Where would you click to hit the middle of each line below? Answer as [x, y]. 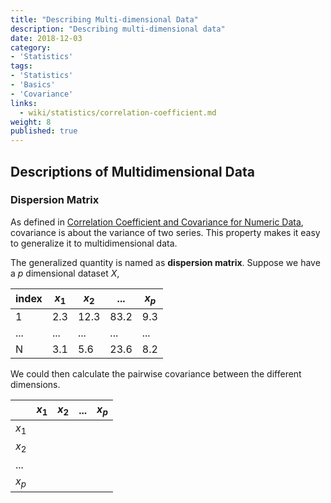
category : [31, 47]
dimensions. [35, 384]
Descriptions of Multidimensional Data [132, 171]
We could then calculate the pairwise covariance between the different [156, 374]
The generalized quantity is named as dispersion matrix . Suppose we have [165, 262]
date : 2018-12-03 [46, 38]
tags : [21, 66]
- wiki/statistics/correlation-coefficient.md [118, 112]
